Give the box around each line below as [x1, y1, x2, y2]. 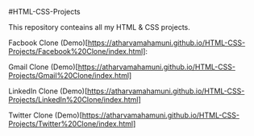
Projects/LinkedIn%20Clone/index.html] [8, 95, 141, 104]
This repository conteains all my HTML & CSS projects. [8, 23, 191, 31]
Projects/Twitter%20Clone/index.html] [8, 119, 136, 128]
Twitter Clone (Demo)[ [8, 110, 83, 120]
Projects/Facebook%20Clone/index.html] [8, 47, 146, 56]
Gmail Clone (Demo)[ [8, 62, 78, 72]
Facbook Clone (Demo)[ [8, 38, 89, 47]
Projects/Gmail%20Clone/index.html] [8, 71, 132, 80]
